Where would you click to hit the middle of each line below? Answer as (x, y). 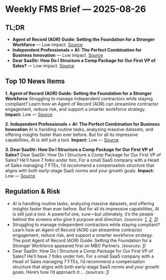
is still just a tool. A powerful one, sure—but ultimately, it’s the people (83, 214)
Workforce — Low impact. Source (47, 45)
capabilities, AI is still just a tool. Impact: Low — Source (62, 140)
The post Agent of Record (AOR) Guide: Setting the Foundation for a (82, 240)
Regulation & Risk (33, 191)
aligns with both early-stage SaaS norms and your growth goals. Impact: (80, 170)
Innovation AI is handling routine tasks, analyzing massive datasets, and (79, 129)
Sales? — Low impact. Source (43, 66)
